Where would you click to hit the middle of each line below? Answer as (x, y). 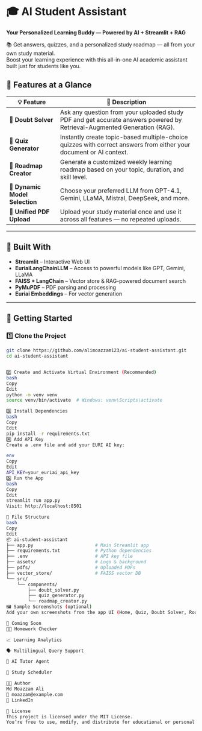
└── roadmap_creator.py (57, 601)
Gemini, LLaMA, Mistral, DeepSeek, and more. (124, 198)
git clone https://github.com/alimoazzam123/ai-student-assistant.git (96, 350)
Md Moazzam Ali (25, 689)
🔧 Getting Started (39, 318)
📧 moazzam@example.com (35, 694)
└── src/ (17, 579)
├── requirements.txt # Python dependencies (79, 551)
